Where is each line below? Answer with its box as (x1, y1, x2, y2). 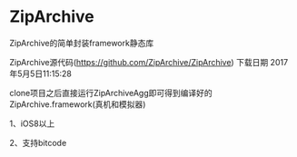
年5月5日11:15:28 (9, 68, 73, 79)
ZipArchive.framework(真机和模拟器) (9, 98, 146, 110)
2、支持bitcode (9, 137, 67, 148)
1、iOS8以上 (9, 118, 55, 129)
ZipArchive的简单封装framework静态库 (9, 37, 154, 48)
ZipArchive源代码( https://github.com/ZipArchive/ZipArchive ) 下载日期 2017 (9, 56, 289, 67)
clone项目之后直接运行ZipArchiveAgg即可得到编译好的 (9, 87, 213, 98)
